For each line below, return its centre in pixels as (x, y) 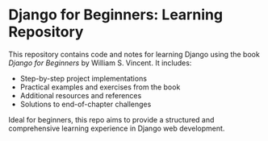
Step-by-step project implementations (84, 78)
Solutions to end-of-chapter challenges (86, 104)
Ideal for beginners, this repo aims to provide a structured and (111, 119)
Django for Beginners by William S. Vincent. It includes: (100, 63)
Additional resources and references (81, 95)
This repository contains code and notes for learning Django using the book (134, 54)
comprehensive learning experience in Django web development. (117, 128)
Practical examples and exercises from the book (100, 87)
